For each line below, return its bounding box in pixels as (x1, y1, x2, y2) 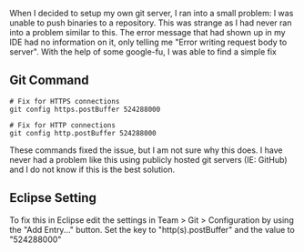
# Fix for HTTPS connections (9, 96, 120, 106)
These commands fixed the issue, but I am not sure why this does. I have (9, 145, 283, 156)
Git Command (9, 73, 89, 88)
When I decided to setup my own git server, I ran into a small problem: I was (9, 8, 294, 18)
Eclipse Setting (9, 190, 97, 206)
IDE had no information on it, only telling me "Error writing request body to (9, 36, 288, 47)
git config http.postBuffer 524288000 (9, 128, 157, 137)
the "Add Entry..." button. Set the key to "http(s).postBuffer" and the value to (9, 224, 296, 235)
